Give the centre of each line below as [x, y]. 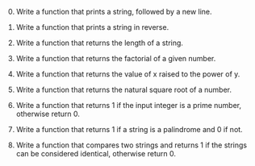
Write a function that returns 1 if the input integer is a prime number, [129, 105]
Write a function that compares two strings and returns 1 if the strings [132, 145]
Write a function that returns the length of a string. [100, 43]
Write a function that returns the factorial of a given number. [116, 58]
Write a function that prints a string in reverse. [92, 27]
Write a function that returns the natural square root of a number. [124, 89]
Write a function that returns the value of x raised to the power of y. [128, 74]
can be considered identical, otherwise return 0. [96, 154]
